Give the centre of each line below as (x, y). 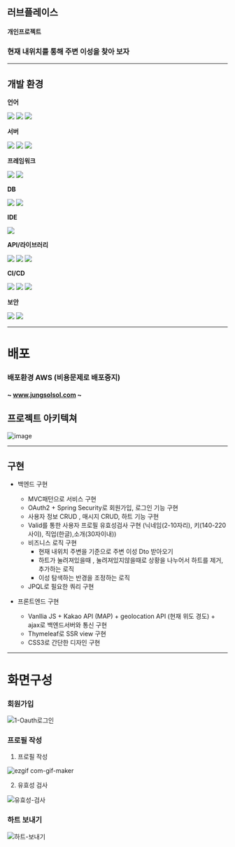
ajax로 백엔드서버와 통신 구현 (67, 625)
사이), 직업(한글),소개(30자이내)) (72, 534)
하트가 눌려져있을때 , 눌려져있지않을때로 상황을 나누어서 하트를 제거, (131, 560)
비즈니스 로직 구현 (52, 543)
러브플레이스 (33, 13)
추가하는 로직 (56, 569)
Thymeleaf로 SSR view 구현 (67, 634)
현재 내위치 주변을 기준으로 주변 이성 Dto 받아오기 (106, 552)
